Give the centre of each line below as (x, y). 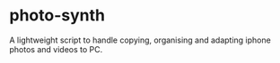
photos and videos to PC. (56, 49)
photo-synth (57, 16)
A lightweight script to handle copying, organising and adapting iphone (140, 40)
